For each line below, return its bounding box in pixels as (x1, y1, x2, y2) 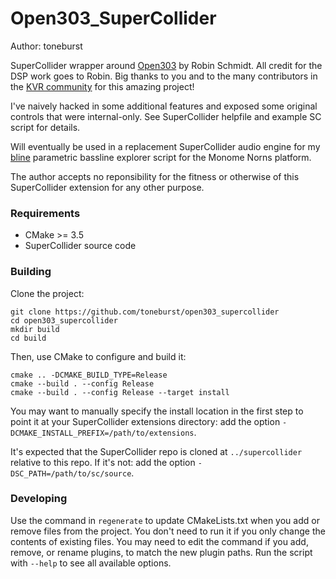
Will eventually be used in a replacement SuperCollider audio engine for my (10, 140, 321, 152)
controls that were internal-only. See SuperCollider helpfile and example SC (10, 110, 322, 122)
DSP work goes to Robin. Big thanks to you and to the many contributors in (10, 70, 318, 82)
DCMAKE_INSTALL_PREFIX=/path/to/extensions (10, 428, 195, 438)
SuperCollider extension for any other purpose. (10, 181, 205, 193)
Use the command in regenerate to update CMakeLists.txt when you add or (10, 514, 320, 526)
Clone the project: (10, 287, 85, 299)
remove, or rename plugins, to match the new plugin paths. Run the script (10, 546, 313, 558)
